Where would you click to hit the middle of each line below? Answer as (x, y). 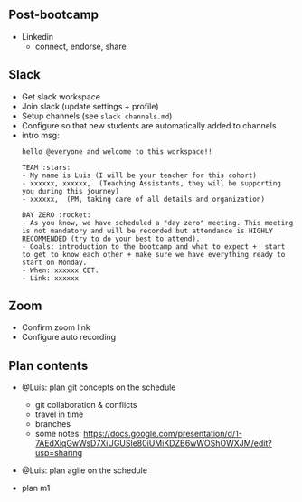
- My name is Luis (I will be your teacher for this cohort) (139, 175)
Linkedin (38, 36)
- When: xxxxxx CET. (60, 270)
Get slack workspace (61, 96)
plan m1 (36, 488)
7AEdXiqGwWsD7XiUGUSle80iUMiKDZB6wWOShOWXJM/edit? (153, 443)
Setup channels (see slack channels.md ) (97, 116)
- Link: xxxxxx (50, 278)
